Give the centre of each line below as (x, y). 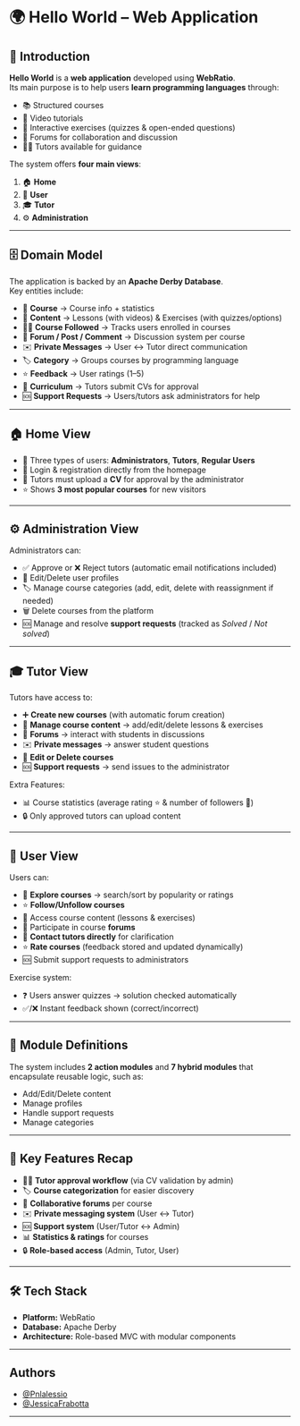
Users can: (29, 878)
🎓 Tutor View (49, 671)
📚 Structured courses (63, 105)
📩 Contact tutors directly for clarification (98, 937)
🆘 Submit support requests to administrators (105, 960)
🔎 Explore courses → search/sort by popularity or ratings (128, 895)
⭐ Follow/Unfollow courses (73, 905)
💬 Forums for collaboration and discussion (100, 137)
